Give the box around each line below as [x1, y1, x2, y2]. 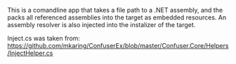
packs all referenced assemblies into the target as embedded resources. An [7, 13, 227, 22]
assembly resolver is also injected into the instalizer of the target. [7, 21, 196, 29]
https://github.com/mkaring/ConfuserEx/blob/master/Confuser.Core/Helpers [7, 42, 229, 49]
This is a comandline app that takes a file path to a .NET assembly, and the [7, 6, 223, 14]
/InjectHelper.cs [7, 49, 53, 57]
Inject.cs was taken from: [7, 34, 81, 42]
